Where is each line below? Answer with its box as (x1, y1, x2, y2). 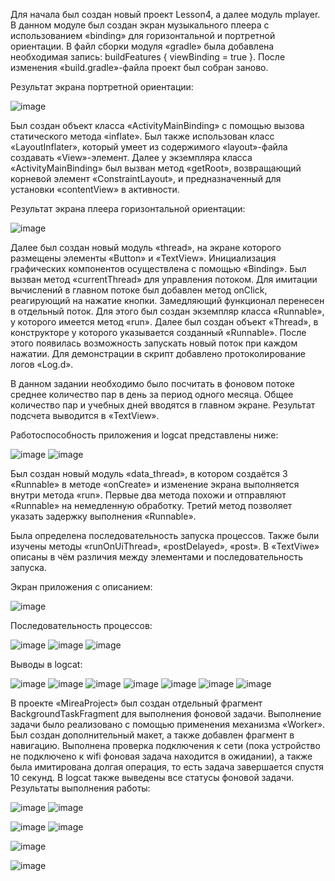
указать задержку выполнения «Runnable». (10, 510, 197, 522)
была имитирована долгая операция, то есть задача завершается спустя (10, 761, 325, 773)
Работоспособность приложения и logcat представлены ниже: (10, 429, 279, 441)
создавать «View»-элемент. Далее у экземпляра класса (10, 152, 253, 163)
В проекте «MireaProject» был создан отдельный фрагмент (10, 697, 263, 709)
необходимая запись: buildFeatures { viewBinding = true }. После (10, 51, 286, 63)
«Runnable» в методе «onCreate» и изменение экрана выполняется (10, 479, 300, 490)
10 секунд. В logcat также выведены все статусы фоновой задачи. (10, 772, 295, 783)
